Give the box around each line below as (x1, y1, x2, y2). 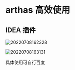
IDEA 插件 (5, 26, 36, 34)
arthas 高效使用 (5, 4, 70, 16)
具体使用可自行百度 (5, 59, 45, 65)
